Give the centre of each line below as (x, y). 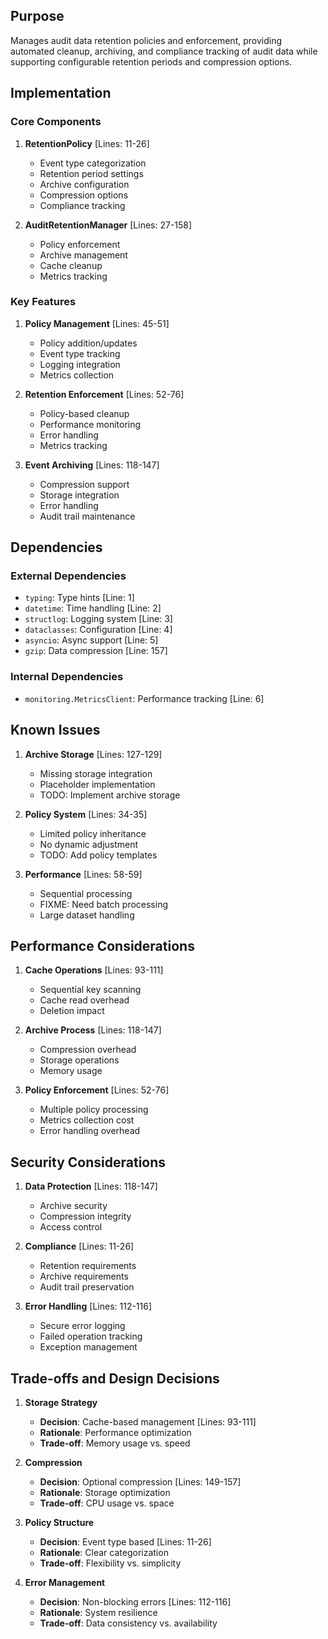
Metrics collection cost (87, 1120)
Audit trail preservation (87, 1287)
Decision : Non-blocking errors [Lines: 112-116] (135, 1602)
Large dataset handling (87, 915)
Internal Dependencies (67, 677)
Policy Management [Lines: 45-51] (97, 323)
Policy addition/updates (88, 343)
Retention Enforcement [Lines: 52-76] (104, 394)
